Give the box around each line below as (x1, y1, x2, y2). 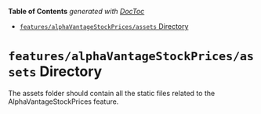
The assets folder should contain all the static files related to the (8, 88, 216, 98)
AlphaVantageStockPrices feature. (8, 97, 119, 106)
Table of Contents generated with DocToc (8, 7, 145, 16)
